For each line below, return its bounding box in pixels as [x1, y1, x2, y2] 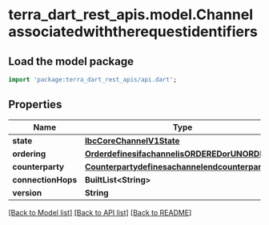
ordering [12, 148, 46, 159]
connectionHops [12, 174, 78, 185]
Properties [8, 98, 62, 111]
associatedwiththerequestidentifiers [8, 22, 259, 41]
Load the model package [8, 54, 134, 68]
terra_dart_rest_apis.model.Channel [8, 6, 254, 24]
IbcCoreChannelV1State [84, 135, 180, 146]
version [12, 187, 42, 198]
